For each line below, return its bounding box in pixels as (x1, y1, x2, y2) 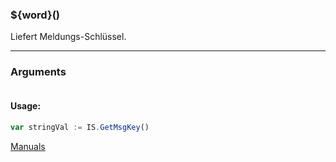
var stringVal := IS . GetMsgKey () (10, 122, 150, 132)
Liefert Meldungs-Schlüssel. (10, 31, 127, 43)
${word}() (10, 8, 60, 22)
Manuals (10, 140, 46, 152)
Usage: (10, 100, 42, 112)
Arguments (10, 65, 67, 79)
